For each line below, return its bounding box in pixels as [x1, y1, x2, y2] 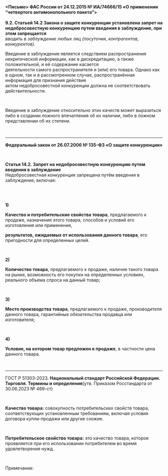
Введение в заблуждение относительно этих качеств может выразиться [5, 107, 161, 113]
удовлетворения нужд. [5, 446, 54, 451]
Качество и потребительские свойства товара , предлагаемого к [5, 211, 146, 217]
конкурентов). [5, 41, 36, 47]
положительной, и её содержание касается [5, 61, 99, 67]
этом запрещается [5, 30, 46, 36]
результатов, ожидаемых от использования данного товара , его [5, 232, 147, 238]
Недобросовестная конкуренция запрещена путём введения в [5, 172, 140, 178]
